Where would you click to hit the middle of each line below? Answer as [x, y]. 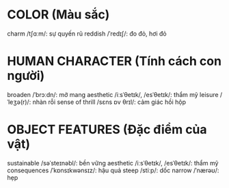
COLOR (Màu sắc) [58, 15]
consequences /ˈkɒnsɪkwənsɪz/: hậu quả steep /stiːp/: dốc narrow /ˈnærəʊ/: [113, 170]
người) [26, 76]
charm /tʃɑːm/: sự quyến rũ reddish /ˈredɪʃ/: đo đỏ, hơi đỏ [87, 33]
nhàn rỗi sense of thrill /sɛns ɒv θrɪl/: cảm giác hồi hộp [109, 102]
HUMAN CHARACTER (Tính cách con [114, 61]
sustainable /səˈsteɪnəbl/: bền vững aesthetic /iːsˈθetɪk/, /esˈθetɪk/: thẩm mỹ [113, 163]
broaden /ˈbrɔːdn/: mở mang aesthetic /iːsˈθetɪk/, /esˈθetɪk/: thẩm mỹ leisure [113, 94]
